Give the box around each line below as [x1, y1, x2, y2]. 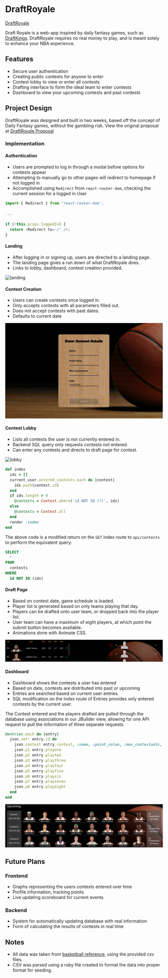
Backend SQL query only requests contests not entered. [12, 442, 128, 448]
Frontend [5, 872, 28, 879]
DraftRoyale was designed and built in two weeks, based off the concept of [5, 117, 160, 123]
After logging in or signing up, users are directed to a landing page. [12, 254, 151, 261]
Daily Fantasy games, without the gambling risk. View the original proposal [5, 123, 159, 129]
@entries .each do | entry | [5, 731, 59, 736]
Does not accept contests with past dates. [12, 308, 100, 314]
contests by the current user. [12, 701, 72, 707]
